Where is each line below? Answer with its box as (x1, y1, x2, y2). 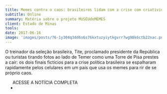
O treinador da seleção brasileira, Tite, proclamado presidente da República (5, 48, 160, 55)
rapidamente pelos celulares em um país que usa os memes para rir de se (5, 64, 157, 70)
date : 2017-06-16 (5, 30, 41, 35)
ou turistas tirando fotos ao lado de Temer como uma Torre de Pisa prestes (5, 54, 159, 60)
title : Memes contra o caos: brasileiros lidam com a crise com (5, 7, 141, 12)
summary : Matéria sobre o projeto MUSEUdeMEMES (5, 16, 106, 21)
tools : (5, 26, 19, 31)
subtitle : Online (5, 12, 41, 17)
